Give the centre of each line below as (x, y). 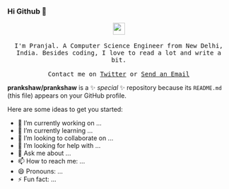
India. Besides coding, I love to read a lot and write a (119, 53)
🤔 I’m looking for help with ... (59, 146)
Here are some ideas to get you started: (65, 110)
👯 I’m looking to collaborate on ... (65, 138)
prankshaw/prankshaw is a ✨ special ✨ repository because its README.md (115, 88)
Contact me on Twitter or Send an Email (119, 74)
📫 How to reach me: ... (51, 161)
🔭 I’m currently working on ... (59, 123)
